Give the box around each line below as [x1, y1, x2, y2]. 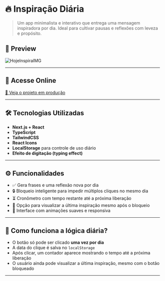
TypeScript [12, 129, 36, 135]
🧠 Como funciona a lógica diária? [5, 227, 108, 235]
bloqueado [12, 266, 34, 271]
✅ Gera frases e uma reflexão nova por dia [12, 182, 99, 188]
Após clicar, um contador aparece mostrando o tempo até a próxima [12, 250, 151, 255]
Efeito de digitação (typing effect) [12, 151, 83, 156]
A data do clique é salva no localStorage [12, 245, 95, 251]
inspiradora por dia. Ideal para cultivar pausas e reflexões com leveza [17, 25, 158, 31]
